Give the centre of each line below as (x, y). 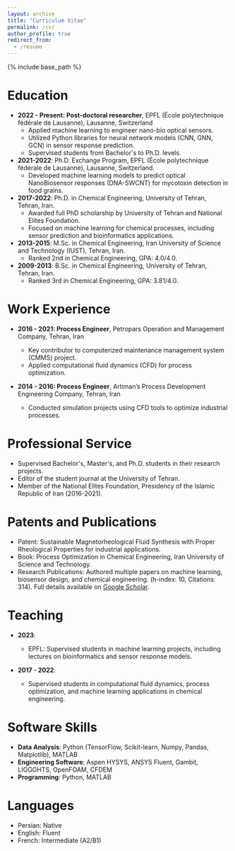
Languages (41, 805)
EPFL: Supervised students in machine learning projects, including (124, 649)
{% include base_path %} (44, 67)
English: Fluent (39, 833)
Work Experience (59, 309)
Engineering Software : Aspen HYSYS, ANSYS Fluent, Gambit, (108, 762)
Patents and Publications (82, 522)
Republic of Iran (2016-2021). (60, 493)
